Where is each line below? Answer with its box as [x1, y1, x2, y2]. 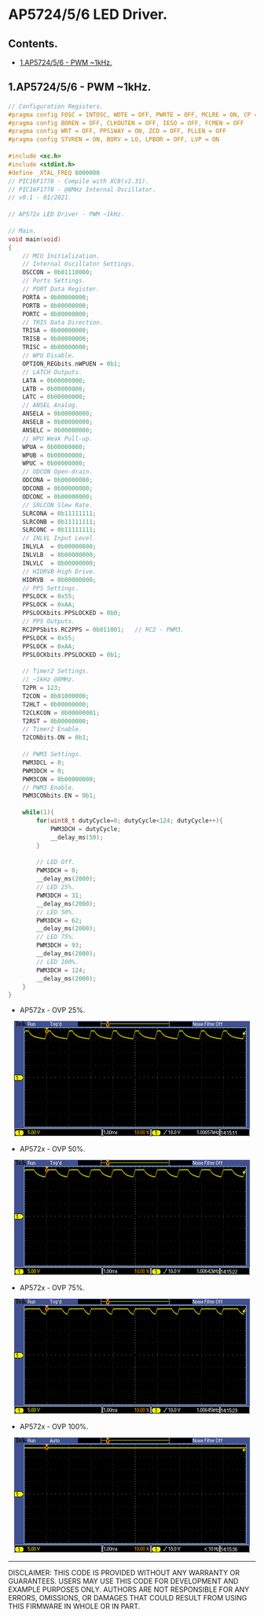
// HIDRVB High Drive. [22, 567, 97, 576]
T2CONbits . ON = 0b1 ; [22, 734, 90, 742]
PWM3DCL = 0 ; [22, 758, 65, 766]
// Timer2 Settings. [22, 667, 90, 675]
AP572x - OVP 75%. [19, 1283, 85, 1292]
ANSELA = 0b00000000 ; [22, 410, 93, 418]
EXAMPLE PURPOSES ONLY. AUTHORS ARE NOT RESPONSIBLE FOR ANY [8, 1585, 250, 1594]
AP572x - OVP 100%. [19, 1422, 89, 1431]
